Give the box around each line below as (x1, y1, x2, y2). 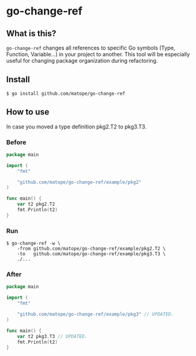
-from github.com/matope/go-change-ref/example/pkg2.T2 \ (17, 246, 166, 252)
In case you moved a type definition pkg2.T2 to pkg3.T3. (6, 122, 147, 130)
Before (6, 138, 27, 146)
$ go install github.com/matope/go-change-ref (6, 91, 125, 97)
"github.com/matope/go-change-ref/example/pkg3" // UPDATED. (17, 311, 174, 317)
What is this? (6, 28, 57, 39)
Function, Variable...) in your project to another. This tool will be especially (6, 51, 190, 58)
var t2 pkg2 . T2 (17, 201, 55, 208)
